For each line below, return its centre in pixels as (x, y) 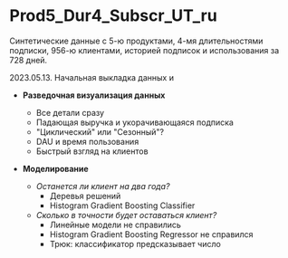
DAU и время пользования (87, 141)
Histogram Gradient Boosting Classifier (122, 205)
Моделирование (55, 168)
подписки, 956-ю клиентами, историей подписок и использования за (144, 50)
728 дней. (29, 60)
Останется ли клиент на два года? (103, 186)
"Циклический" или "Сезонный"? (100, 131)
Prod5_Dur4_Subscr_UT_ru (113, 16)
